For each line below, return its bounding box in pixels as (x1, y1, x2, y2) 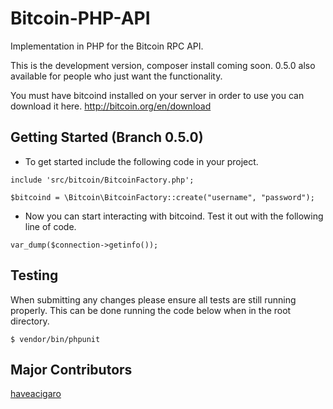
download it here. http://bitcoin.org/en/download (10, 100, 212, 112)
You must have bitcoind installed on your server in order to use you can (10, 89, 305, 101)
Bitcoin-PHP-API (10, 7, 151, 30)
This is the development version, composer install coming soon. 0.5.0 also (10, 59, 316, 71)
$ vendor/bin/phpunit (10, 334, 101, 344)
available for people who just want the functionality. (10, 70, 223, 82)
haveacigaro (10, 388, 62, 400)
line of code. (24, 220, 77, 232)
